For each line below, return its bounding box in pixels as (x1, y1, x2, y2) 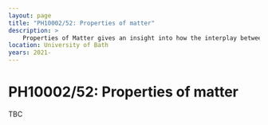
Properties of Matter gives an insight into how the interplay (22, 33, 238, 42)
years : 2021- (8, 49, 52, 57)
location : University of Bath (8, 41, 109, 49)
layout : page (8, 11, 52, 20)
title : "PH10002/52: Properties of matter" (8, 19, 156, 27)
